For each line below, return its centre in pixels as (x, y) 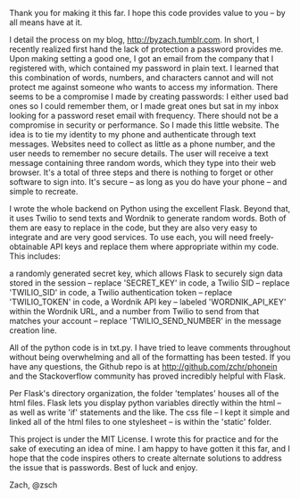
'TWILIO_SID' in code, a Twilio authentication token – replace (121, 292)
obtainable (29, 246)
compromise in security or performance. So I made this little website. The (144, 125)
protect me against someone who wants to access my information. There (144, 87)
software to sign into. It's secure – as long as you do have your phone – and (148, 182)
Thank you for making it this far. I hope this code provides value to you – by (147, 13)
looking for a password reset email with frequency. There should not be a (144, 116)
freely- (262, 237)
